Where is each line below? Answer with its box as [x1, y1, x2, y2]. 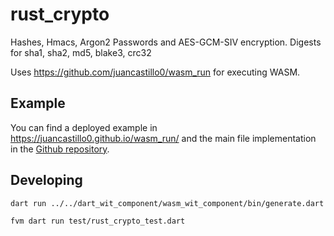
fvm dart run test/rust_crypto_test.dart [10, 216, 186, 227]
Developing [10, 172, 83, 189]
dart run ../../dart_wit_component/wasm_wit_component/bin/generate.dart [10, 198, 325, 208]
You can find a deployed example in [10, 121, 158, 133]
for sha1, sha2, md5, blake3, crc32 [10, 46, 152, 58]
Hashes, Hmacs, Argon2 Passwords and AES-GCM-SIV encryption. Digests [10, 36, 322, 48]
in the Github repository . [10, 143, 110, 155]
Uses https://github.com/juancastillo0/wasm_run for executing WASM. [10, 66, 301, 78]
